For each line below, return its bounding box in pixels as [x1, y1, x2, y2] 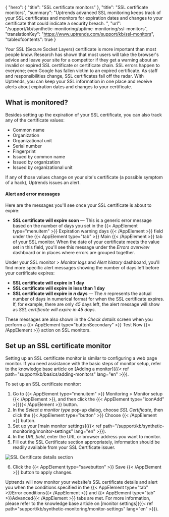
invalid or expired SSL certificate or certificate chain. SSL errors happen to [5, 63, 160, 68]
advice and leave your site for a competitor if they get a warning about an [5, 57, 158, 63]
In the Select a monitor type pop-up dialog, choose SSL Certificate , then [12, 407, 163, 413]
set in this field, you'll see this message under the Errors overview [12, 244, 150, 250]
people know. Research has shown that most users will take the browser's [5, 51, 159, 58]
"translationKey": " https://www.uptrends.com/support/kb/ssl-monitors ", [5, 31, 155, 37]
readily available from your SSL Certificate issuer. [12, 444, 116, 450]
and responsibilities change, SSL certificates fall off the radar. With [5, 73, 144, 79]
